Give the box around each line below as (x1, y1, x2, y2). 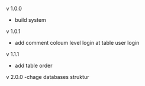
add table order (14, 62, 53, 69)
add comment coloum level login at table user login (14, 39, 140, 46)
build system (14, 16, 46, 23)
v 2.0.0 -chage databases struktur (6, 74, 89, 80)
